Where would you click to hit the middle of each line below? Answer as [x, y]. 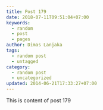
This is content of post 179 [39, 100]
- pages [21, 39]
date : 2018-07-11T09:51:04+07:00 [48, 17]
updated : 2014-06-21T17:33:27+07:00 [51, 84]
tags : [13, 51]
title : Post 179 [26, 12]
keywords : [18, 23]
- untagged [25, 61]
